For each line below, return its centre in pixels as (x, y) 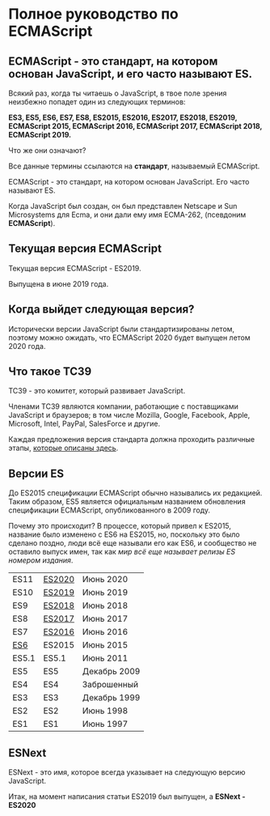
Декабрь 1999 (111, 698)
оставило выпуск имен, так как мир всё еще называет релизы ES (122, 552)
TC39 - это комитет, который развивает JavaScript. (97, 391)
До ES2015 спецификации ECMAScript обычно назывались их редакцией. (135, 493)
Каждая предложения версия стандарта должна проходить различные (132, 440)
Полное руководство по (94, 14)
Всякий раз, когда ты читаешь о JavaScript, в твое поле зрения (118, 93)
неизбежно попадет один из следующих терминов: (97, 102)
